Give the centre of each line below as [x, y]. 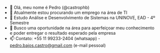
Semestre [19, 23]
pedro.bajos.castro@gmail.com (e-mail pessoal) [58, 45]
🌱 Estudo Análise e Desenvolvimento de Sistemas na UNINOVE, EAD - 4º [82, 18]
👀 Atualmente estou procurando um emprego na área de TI [68, 13]
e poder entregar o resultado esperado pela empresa [63, 33]
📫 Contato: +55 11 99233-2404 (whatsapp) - [55, 38]
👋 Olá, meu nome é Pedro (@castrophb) [49, 7]
